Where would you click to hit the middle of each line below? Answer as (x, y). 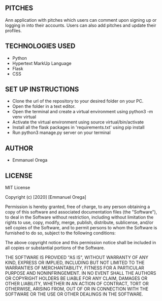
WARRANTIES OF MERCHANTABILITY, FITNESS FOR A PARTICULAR (75, 268)
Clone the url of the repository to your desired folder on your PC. (78, 101)
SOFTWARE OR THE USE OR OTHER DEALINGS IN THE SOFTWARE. (74, 294)
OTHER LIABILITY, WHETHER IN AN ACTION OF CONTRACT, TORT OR (77, 284)
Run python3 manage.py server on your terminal (61, 132)
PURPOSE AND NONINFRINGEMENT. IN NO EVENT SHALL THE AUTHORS (81, 273)
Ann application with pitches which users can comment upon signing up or (81, 20)
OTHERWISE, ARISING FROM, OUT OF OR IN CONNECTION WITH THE (77, 289)
